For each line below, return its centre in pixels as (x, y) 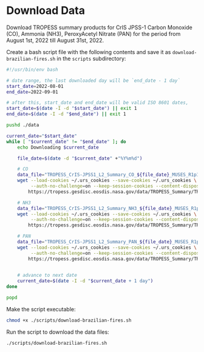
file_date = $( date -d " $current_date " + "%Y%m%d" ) (80, 158)
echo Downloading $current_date (58, 147)
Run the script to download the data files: (58, 332)
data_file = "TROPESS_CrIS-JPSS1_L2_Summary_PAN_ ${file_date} (95, 242)
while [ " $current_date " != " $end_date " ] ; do (66, 141)
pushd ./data (23, 125)
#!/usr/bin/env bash (32, 69)
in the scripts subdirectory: (91, 58)
